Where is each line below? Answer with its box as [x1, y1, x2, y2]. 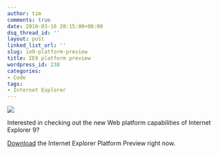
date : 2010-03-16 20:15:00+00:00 [7, 23, 103, 30]
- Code [7, 74, 26, 81]
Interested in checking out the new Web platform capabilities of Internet [7, 118, 212, 127]
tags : [7, 80, 23, 87]
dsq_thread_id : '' [7, 29, 60, 36]
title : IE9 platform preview [7, 55, 91, 62]
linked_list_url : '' [7, 42, 67, 49]
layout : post [7, 36, 45, 43]
